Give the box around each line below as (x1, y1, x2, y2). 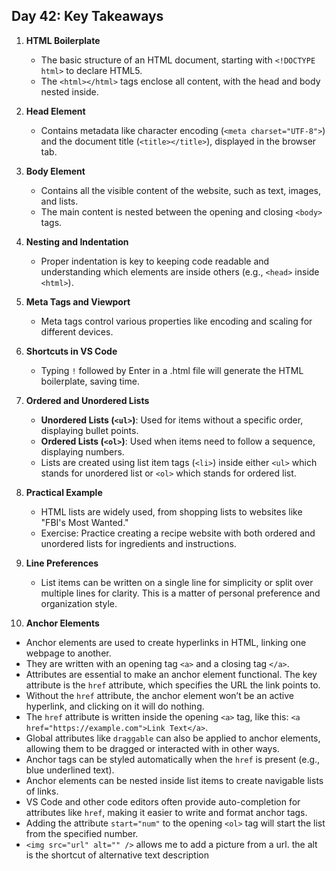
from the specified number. (25, 827, 139, 839)
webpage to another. (25, 647, 112, 659)
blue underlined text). (25, 764, 115, 776)
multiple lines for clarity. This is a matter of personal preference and (40, 587, 321, 599)
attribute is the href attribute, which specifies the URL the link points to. (25, 679, 321, 691)
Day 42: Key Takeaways (11, 8, 164, 25)
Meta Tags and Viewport (25, 295, 131, 308)
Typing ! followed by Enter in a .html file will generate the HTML (40, 364, 304, 376)
